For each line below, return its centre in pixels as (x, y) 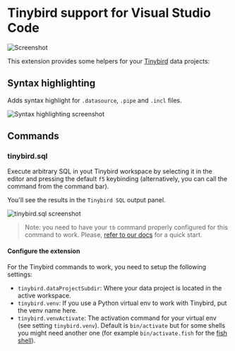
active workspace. (44, 295)
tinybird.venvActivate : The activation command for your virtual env (117, 318)
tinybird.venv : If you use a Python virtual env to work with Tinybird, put (122, 303)
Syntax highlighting (52, 84)
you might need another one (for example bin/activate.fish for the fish (122, 333)
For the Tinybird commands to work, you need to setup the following (107, 266)
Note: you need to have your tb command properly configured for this (126, 228)
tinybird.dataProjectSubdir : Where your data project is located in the (120, 288)
